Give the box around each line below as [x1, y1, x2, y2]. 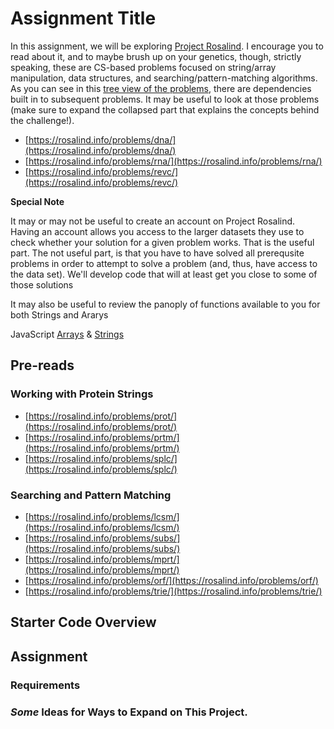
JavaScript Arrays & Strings [10, 328, 125, 340]
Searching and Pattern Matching [10, 488, 172, 502]
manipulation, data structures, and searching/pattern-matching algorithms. [10, 72, 318, 84]
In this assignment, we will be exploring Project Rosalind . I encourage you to [10, 40, 324, 52]
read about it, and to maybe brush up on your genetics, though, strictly [10, 50, 302, 62]
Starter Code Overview [10, 614, 157, 631]
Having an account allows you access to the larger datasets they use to [10, 225, 305, 237]
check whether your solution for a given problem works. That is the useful [10, 236, 315, 248]
